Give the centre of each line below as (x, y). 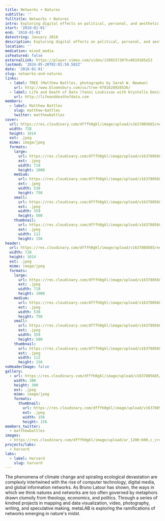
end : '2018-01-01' (24, 33)
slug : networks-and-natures (34, 74)
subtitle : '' (18, 14)
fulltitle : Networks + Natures (37, 19)
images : (13, 436)
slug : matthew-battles (37, 111)
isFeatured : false (24, 55)
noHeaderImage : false (27, 367)
